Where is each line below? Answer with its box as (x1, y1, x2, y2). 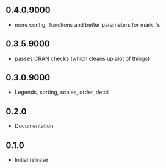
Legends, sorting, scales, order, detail (14, 88, 110, 96)
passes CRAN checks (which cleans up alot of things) (14, 55, 150, 62)
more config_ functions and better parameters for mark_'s (14, 21, 161, 28)
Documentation (14, 122, 54, 130)
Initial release (14, 156, 48, 164)
